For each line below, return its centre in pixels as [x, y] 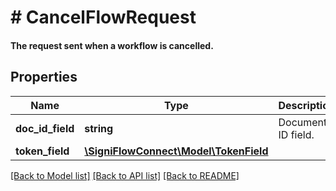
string [99, 128]
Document [303, 122]
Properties [44, 77]
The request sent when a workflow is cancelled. [112, 45]
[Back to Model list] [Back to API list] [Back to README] [125, 175]
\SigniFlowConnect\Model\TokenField [176, 151]
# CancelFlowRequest [103, 17]
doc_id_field [45, 128]
